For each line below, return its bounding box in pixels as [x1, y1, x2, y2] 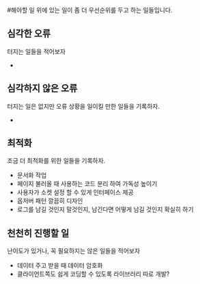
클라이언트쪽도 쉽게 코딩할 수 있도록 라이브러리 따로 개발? [16, 270, 170, 279]
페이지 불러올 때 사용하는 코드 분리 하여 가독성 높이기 [16, 180, 158, 188]
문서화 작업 [16, 171, 47, 179]
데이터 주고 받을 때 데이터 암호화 [16, 261, 103, 270]
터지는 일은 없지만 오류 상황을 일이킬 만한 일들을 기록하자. [7, 102, 160, 110]
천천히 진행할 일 [7, 227, 70, 239]
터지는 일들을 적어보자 [7, 47, 66, 55]
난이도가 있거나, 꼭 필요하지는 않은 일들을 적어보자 [7, 247, 141, 255]
